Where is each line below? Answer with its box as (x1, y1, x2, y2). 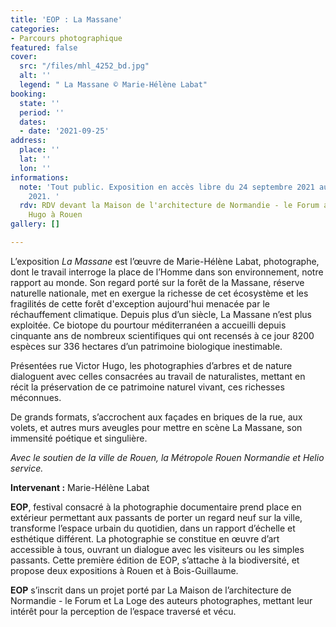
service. (10, 462, 44, 474)
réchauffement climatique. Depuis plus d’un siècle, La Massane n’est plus (10, 308, 312, 320)
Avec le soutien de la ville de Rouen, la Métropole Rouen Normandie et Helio (10, 451, 325, 463)
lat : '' (19, 154, 52, 164)
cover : (10, 52, 38, 62)
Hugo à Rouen (28, 210, 83, 220)
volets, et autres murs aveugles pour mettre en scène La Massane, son (10, 421, 303, 433)
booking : (10, 89, 47, 99)
